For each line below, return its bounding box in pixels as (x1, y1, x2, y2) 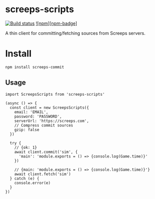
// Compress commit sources (14, 123, 73, 128)
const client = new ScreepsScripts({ (10, 105, 89, 110)
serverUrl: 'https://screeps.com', (14, 118, 89, 124)
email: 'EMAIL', (14, 109, 49, 114)
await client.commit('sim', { (14, 149, 78, 154)
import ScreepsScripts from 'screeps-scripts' (5, 92, 105, 97)
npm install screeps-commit (5, 64, 65, 69)
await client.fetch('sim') (14, 171, 71, 177)
